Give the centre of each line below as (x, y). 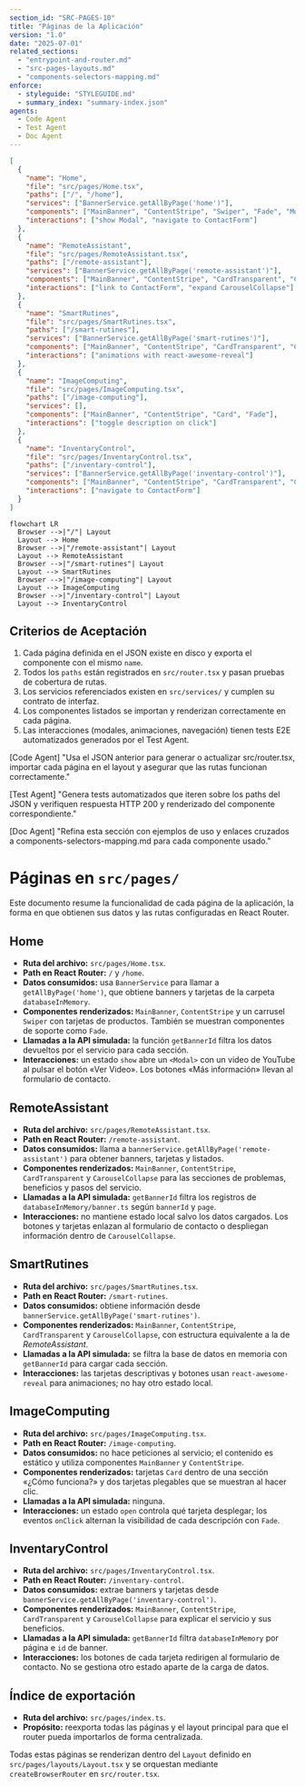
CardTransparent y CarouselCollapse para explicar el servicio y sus (147, 1619)
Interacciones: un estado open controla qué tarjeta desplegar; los (145, 1511)
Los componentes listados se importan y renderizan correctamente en (154, 711)
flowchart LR (34, 524)
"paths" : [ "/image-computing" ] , (87, 398)
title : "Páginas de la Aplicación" (77, 26)
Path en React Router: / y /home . (84, 973)
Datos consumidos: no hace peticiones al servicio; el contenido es (148, 1453)
